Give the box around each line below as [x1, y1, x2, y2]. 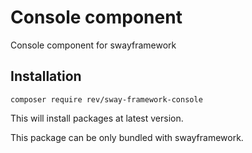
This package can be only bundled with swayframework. [10, 131, 244, 143]
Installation [10, 68, 82, 85]
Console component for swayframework [10, 39, 177, 51]
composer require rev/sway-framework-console [10, 94, 203, 105]
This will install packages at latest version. [10, 112, 184, 124]
